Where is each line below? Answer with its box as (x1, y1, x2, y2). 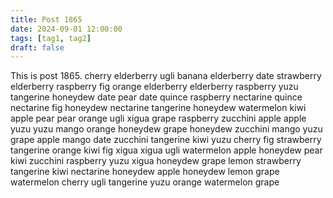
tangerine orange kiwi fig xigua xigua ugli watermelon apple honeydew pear (10, 144, 323, 156)
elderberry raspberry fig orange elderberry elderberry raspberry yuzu (10, 81, 299, 93)
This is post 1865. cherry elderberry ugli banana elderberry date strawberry (10, 70, 322, 82)
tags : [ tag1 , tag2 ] (10, 33, 92, 43)
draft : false (10, 42, 65, 53)
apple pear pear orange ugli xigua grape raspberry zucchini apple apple (10, 112, 307, 125)
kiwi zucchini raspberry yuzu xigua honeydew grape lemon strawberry (10, 155, 302, 167)
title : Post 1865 (10, 14, 83, 25)
